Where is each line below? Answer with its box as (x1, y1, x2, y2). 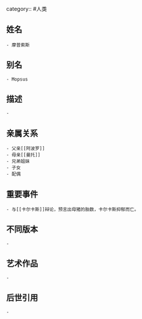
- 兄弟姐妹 (6, 158, 30, 164)
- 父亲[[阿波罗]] (6, 146, 45, 152)
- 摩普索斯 (6, 42, 30, 48)
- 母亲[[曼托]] (6, 152, 41, 158)
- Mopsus (6, 76, 28, 82)
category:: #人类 (6, 5, 47, 12)
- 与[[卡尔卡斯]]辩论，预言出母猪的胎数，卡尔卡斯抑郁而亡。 (6, 206, 140, 212)
